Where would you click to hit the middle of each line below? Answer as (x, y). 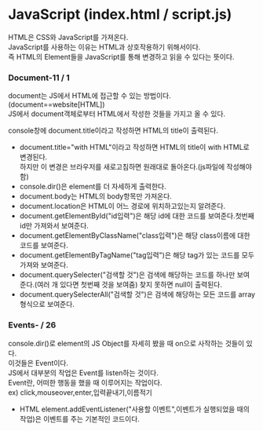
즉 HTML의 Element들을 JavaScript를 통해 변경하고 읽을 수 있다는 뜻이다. (121, 57)
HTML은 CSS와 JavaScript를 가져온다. (68, 37)
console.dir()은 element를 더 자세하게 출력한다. (93, 187)
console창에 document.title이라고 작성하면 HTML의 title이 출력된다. (113, 130)
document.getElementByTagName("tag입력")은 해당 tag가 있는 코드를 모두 (137, 255)
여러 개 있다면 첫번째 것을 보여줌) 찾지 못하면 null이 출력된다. (129, 285)
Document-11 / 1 (39, 78)
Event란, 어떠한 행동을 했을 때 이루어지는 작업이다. (85, 382)
